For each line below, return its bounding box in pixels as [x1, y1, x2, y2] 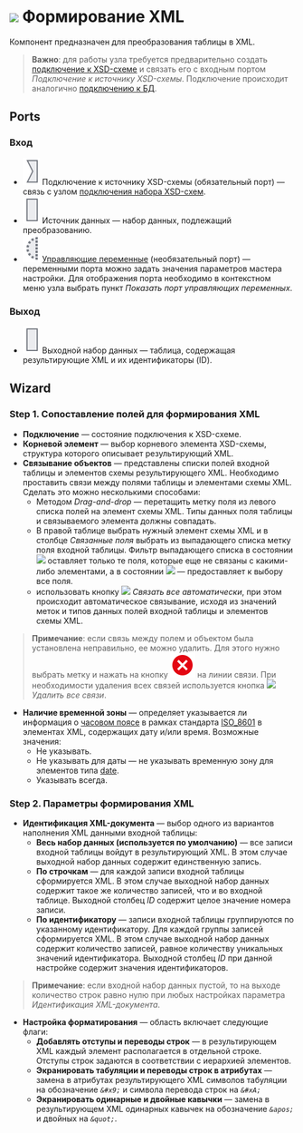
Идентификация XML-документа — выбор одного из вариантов [22, 817, 274, 828]
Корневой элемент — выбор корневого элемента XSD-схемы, [22, 438, 267, 449]
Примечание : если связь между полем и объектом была [31, 632, 254, 643]
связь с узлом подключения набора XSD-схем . [22, 186, 206, 197]
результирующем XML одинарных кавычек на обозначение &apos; [35, 1103, 294, 1114]
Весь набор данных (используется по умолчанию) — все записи [35, 836, 293, 847]
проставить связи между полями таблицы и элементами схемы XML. [22, 476, 292, 487]
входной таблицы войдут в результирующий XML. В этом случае [35, 846, 288, 857]
